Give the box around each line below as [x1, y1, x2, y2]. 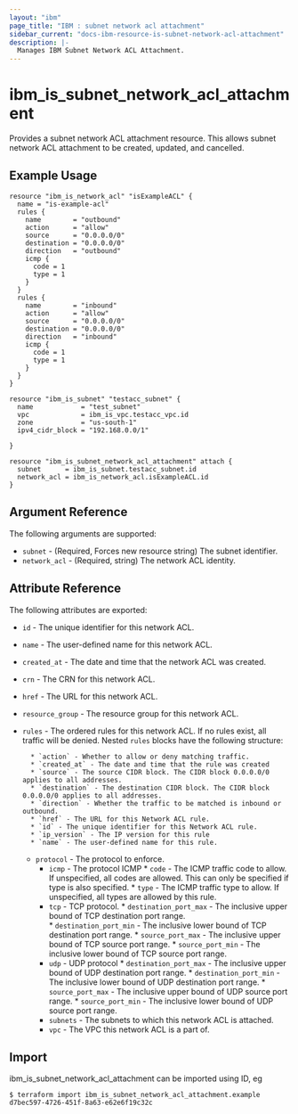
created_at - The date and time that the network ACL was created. [21, 656, 267, 667]
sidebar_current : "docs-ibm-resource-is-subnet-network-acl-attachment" [9, 29, 285, 38]
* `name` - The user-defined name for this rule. [30, 838, 218, 847]
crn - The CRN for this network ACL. [21, 674, 156, 684]
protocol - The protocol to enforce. [35, 853, 165, 864]
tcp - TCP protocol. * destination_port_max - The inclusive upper [48, 901, 288, 912]
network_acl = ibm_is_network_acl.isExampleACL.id [17, 472, 209, 481]
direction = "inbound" [25, 332, 117, 341]
